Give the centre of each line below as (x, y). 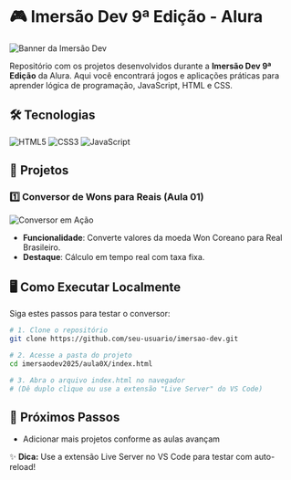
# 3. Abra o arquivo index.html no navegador (97, 380)
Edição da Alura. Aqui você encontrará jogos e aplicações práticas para (145, 75)
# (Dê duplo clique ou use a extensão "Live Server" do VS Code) (136, 389)
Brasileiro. (42, 247)
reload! (23, 467)
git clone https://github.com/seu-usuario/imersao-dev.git (124, 339)
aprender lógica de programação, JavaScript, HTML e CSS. (121, 85)
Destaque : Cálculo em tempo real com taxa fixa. (114, 257)
